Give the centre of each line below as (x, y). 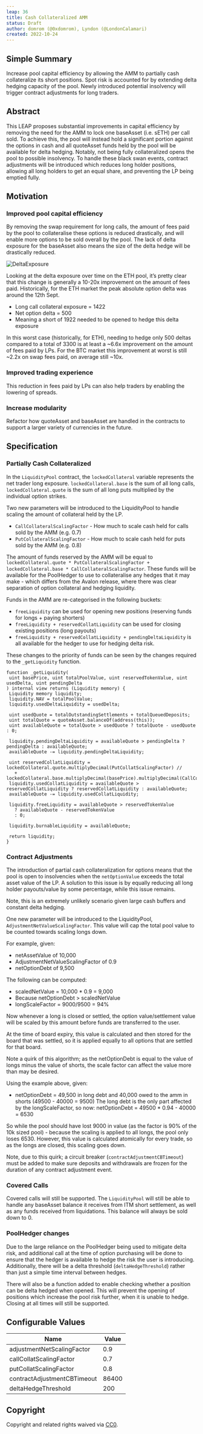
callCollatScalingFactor (42, 1359)
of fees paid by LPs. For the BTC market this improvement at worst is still (97, 350)
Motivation (27, 197)
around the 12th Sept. (33, 295)
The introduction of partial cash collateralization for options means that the (99, 870)
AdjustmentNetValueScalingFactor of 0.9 (66, 962)
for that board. (24, 1047)
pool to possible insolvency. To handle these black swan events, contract (97, 158)
